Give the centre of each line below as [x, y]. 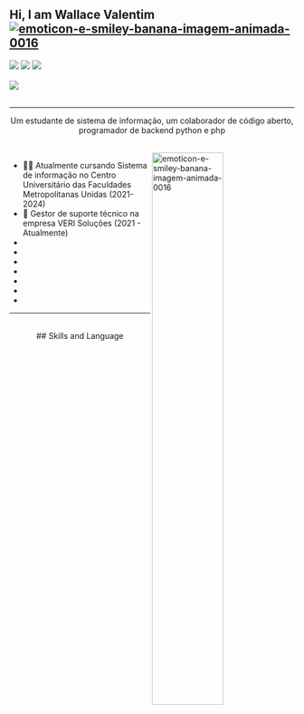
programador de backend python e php [152, 130]
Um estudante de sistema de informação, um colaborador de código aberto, [152, 121]
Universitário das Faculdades [77, 184]
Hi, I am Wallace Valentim [82, 15]
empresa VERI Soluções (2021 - [81, 223]
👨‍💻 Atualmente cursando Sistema [85, 165]
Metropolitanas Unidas [65, 194]
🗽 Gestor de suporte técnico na [81, 213]
